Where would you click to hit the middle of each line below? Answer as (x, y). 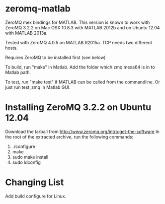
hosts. (11, 48)
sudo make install (30, 157)
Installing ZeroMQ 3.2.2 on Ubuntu (78, 107)
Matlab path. (18, 72)
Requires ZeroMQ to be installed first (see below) (55, 57)
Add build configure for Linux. (36, 196)
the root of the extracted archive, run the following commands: (69, 136)
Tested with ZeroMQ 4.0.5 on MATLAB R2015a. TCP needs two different (79, 42)
